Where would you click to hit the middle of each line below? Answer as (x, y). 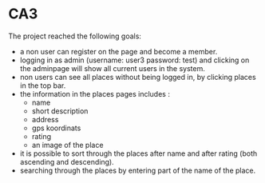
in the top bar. (43, 86)
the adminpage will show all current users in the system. (113, 68)
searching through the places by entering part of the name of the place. (138, 170)
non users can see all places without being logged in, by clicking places (138, 77)
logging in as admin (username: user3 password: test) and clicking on (134, 60)
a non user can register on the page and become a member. (119, 51)
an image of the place (67, 145)
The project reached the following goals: (75, 36)
